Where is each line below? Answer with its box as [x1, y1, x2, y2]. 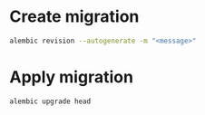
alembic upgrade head [9, 97, 92, 106]
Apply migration [9, 67, 134, 87]
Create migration [9, 6, 140, 27]
